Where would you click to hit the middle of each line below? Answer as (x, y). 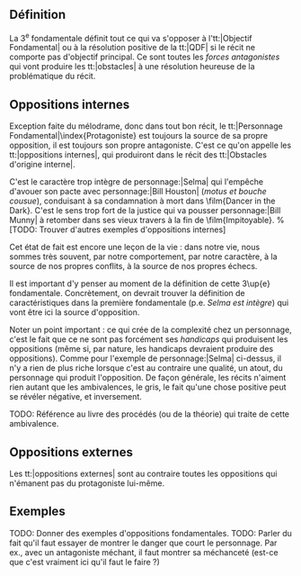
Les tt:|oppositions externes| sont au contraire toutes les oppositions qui (143, 474)
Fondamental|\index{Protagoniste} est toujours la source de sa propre (139, 136)
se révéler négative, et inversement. (75, 397)
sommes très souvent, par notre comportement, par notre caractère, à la (143, 256)
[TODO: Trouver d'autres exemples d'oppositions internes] (118, 229)
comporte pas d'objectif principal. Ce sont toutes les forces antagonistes (145, 57)
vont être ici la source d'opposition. (75, 312)
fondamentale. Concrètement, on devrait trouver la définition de (127, 293)
